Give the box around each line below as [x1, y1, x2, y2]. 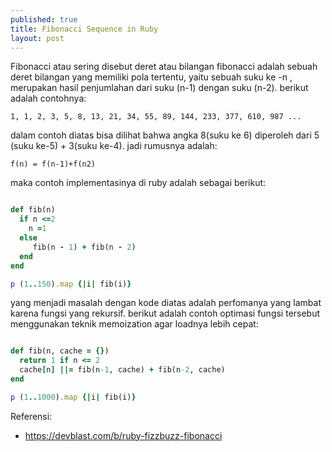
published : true [10, 14, 78, 25]
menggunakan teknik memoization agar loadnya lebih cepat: [10, 318, 259, 330]
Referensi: [10, 410, 53, 422]
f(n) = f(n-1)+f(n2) [10, 159, 97, 170]
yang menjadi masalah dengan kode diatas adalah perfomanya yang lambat [10, 297, 322, 309]
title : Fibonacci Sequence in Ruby [10, 24, 159, 34]
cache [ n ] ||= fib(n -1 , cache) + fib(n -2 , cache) [19, 365, 226, 375]
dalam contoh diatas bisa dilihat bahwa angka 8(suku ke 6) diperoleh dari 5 [10, 129, 320, 141]
